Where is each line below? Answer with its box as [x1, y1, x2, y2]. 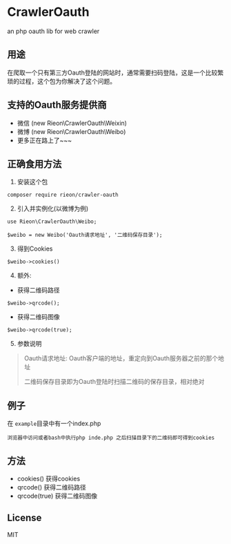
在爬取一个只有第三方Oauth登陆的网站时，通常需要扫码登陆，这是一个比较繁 [7, 68, 224, 77]
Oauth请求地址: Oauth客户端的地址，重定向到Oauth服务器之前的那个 [23, 354, 219, 362]
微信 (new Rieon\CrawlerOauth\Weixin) [17, 119, 128, 127]
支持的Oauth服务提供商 [7, 99, 107, 111]
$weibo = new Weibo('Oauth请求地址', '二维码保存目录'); [7, 232, 163, 239]
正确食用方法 [7, 158, 62, 170]
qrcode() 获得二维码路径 [17, 483, 86, 491]
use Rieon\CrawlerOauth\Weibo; [7, 218, 97, 225]
